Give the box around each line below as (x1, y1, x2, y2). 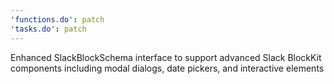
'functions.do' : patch (10, 14, 105, 25)
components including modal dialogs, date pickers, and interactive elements (10, 62, 325, 74)
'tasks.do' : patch (10, 24, 87, 34)
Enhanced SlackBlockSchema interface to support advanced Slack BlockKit (10, 51, 322, 63)
